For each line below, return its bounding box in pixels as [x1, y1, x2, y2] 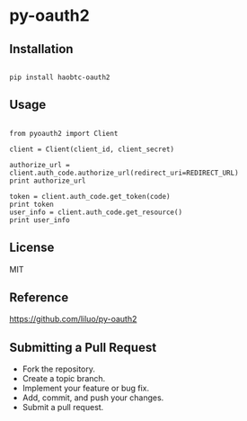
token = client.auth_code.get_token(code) [9, 192, 171, 201]
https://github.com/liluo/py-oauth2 [9, 314, 137, 325]
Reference [9, 290, 69, 306]
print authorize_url [9, 176, 87, 185]
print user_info [9, 215, 70, 225]
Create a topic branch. [22, 373, 106, 384]
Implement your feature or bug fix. [22, 383, 150, 394]
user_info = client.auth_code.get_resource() [9, 208, 182, 217]
